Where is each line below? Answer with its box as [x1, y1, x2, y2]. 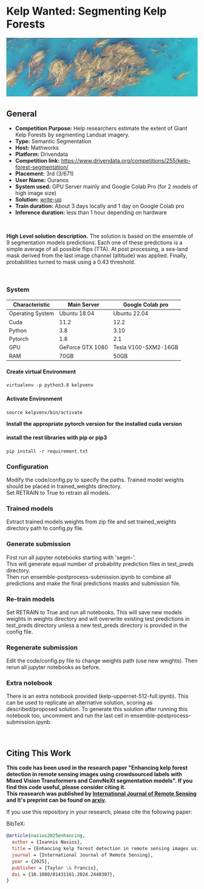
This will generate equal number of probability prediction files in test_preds [6, 560, 194, 567]
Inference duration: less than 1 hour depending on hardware [15, 209, 167, 216]
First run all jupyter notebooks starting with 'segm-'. [6, 553, 136, 561]
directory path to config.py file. [6, 525, 84, 532]
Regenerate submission [6, 643, 78, 651]
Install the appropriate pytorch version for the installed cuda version [6, 420, 182, 427]
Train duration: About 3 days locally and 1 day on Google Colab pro [15, 202, 185, 210]
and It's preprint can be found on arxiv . [6, 796, 107, 804]
